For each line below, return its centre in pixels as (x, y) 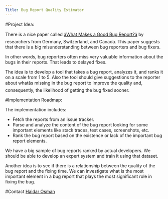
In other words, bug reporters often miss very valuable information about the (84, 56)
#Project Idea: (20, 24)
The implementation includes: (36, 109)
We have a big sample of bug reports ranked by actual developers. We (78, 150)
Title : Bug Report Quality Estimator (45, 10)
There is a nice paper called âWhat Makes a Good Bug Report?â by (74, 34)
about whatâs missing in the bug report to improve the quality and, (74, 83)
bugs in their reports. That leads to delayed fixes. (56, 62)
